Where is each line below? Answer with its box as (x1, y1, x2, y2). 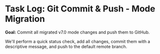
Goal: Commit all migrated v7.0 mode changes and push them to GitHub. (5, 29, 150, 35)
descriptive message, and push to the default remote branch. (5, 43, 128, 49)
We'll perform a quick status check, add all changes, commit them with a (5, 38, 150, 44)
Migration (5, 13, 45, 24)
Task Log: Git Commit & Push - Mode (5, 3, 156, 14)
